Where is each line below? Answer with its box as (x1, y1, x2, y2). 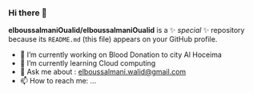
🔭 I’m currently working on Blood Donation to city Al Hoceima (19, 50, 223, 59)
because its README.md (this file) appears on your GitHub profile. (8, 34, 218, 44)
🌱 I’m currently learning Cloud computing (19, 59, 156, 68)
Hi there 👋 (8, 7, 48, 18)
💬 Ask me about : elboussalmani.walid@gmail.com (19, 67, 187, 77)
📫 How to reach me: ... (19, 76, 97, 86)
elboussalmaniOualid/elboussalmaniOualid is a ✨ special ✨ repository (8, 26, 245, 35)
